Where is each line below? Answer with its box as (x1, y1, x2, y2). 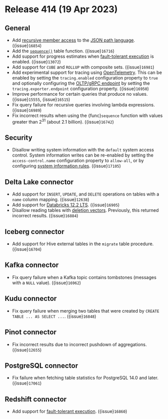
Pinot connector (5, 328, 57, 336)
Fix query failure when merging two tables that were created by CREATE (12, 308, 160, 314)
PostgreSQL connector (5, 361, 78, 370)
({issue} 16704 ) (12, 246, 42, 252)
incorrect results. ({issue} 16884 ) (12, 213, 78, 219)
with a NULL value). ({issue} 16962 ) (12, 280, 81, 286)
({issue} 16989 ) (12, 107, 42, 113)
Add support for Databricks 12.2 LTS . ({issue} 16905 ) (12, 202, 120, 208)
